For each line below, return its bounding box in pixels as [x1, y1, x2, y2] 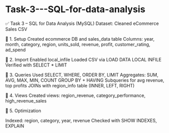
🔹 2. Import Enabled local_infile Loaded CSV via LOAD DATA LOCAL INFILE [5, 56, 162, 62]
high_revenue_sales [5, 97, 47, 104]
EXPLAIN [5, 123, 24, 129]
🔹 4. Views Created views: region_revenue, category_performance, [5, 92, 146, 98]
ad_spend [5, 47, 26, 53]
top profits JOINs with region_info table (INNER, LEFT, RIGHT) [5, 82, 135, 88]
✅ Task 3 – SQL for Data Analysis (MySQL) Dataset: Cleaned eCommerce [5, 20, 159, 26]
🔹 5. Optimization [5, 108, 42, 114]
